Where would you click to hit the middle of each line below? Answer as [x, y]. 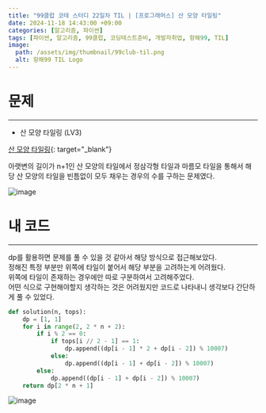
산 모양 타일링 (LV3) [51, 132]
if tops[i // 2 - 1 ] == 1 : [95, 342]
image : [19, 45]
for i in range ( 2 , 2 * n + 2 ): [74, 327]
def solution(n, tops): [47, 312]
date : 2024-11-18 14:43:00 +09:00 [65, 23]
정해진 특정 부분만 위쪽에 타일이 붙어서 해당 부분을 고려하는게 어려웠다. [117, 267]
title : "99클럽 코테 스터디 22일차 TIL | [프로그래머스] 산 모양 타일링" [115, 15]
